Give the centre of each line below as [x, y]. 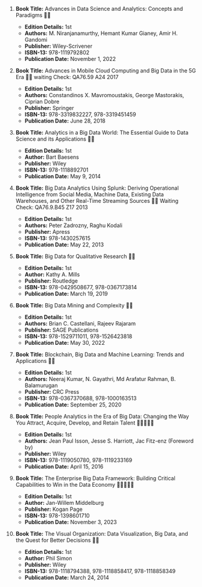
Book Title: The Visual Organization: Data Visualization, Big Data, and [102, 534]
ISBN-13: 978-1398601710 [57, 515]
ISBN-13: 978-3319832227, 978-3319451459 [80, 114]
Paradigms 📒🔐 [33, 15]
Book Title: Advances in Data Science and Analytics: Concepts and [99, 9]
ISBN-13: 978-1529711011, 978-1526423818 [78, 336]
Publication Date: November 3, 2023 [71, 522]
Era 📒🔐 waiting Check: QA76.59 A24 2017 [67, 77]
